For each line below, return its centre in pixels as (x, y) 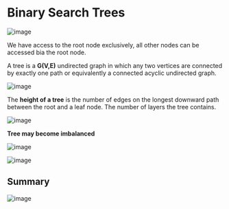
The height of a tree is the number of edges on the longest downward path (113, 99)
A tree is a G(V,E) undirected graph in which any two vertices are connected (115, 65)
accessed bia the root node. (47, 52)
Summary (28, 182)
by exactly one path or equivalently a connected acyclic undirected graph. (112, 73)
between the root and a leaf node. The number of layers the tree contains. (112, 107)
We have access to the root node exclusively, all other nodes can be (103, 45)
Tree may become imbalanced (51, 133)
